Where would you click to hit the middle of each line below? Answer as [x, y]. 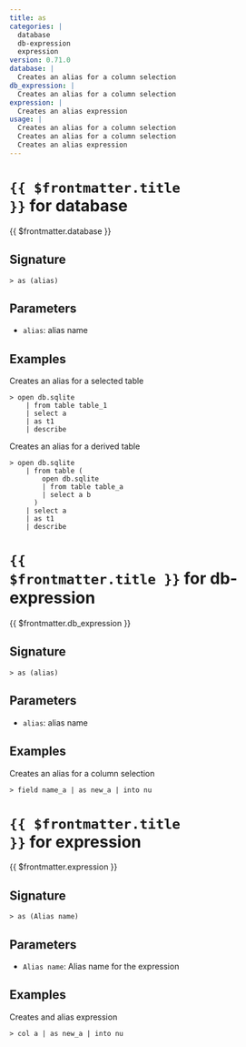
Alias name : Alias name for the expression [101, 967]
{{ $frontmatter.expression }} [64, 867]
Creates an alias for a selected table [77, 381]
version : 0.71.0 [40, 60]
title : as [28, 18]
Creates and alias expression [64, 1017]
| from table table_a [83, 487]
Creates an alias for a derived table [75, 446]
